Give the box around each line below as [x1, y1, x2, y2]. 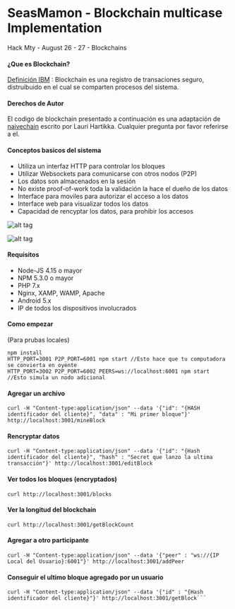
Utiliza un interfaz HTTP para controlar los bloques [17, 161, 166, 170]
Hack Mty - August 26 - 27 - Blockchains [7, 43, 127, 52]
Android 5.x [17, 296, 52, 305]
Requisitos [7, 250, 40, 259]
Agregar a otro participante [7, 536, 90, 545]
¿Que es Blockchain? [7, 59, 71, 68]
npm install [7, 349, 42, 356]
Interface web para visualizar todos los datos [17, 199, 149, 208]
